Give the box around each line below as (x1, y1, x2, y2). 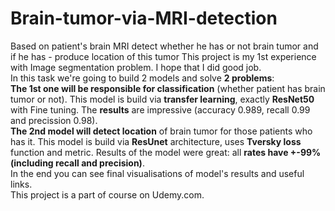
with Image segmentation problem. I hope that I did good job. (10, 61, 262, 73)
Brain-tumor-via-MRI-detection (10, 7, 278, 30)
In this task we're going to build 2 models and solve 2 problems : (10, 72, 275, 84)
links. (10, 178, 33, 190)
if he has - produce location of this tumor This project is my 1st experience (10, 50, 317, 62)
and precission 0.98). (10, 114, 98, 126)
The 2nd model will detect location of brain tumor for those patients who (10, 125, 313, 137)
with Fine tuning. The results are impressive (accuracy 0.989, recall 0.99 (10, 103, 311, 116)
